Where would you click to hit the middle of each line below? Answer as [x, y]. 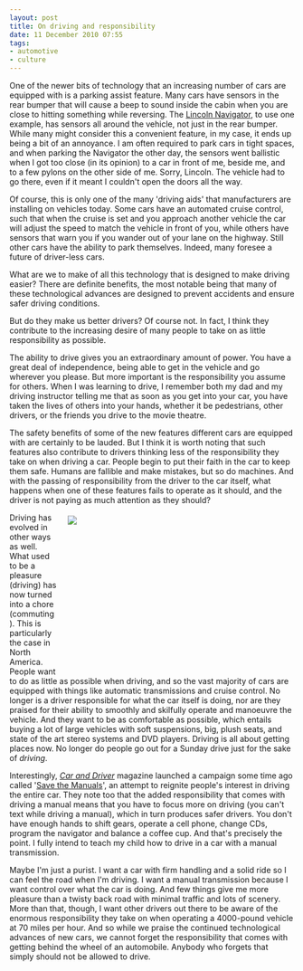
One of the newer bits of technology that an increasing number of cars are [148, 86]
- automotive [34, 52]
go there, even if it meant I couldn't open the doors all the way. [126, 181]
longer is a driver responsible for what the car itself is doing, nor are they [145, 700]
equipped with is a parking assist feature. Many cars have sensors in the [144, 95]
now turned [31, 595]
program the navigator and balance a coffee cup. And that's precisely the [146, 833]
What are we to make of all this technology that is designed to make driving [150, 274]
